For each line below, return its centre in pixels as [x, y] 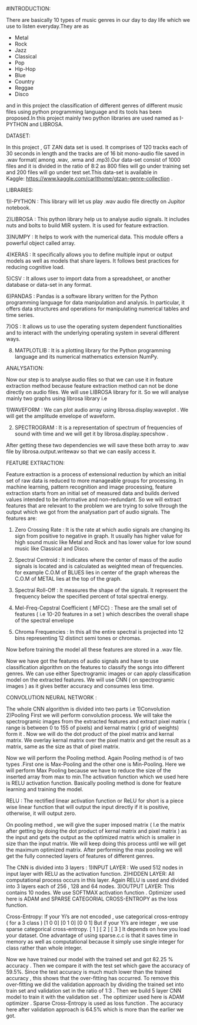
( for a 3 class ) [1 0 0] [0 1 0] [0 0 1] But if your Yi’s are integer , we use [92, 923]
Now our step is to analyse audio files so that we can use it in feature [90, 379]
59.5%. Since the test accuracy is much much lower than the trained [89, 972]
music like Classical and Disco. [52, 548]
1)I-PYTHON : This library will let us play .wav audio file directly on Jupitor [96, 201]
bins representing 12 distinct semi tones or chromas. [78, 638]
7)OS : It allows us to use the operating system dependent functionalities [94, 326]
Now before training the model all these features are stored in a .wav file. [94, 649]
